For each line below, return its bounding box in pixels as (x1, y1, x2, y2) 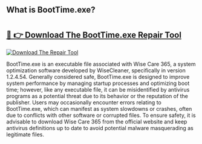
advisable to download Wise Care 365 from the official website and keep (6, 118, 187, 125)
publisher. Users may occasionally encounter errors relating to (6, 99, 161, 106)
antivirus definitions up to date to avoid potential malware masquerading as (6, 125, 194, 131)
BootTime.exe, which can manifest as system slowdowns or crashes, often (6, 105, 192, 112)
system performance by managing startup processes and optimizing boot (6, 80, 190, 87)
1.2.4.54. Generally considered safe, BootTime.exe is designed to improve (6, 74, 190, 80)
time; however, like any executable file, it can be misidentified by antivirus (6, 86, 190, 93)
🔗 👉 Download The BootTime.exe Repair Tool (6, 30, 181, 40)
